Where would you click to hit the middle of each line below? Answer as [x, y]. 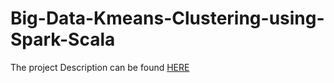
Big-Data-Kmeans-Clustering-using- [167, 18]
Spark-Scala [63, 39]
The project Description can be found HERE [100, 67]
